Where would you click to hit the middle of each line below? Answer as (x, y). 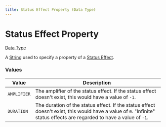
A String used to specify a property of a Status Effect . (60, 57)
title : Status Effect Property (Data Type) (51, 10)
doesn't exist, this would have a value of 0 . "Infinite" (95, 111)
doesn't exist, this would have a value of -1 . (85, 97)
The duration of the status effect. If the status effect (95, 105)
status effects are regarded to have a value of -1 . (92, 117)
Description (97, 83)
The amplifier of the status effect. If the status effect (96, 91)
